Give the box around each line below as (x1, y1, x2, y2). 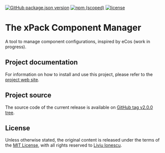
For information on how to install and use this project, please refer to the (5, 71, 153, 77)
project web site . (5, 76, 40, 82)
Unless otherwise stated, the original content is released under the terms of (5, 137, 160, 143)
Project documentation (5, 58, 78, 67)
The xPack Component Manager (5, 22, 142, 33)
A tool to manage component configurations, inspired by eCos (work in (5, 38, 151, 44)
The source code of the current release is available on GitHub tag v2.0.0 (5, 104, 153, 110)
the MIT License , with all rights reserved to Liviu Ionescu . (5, 142, 122, 149)
